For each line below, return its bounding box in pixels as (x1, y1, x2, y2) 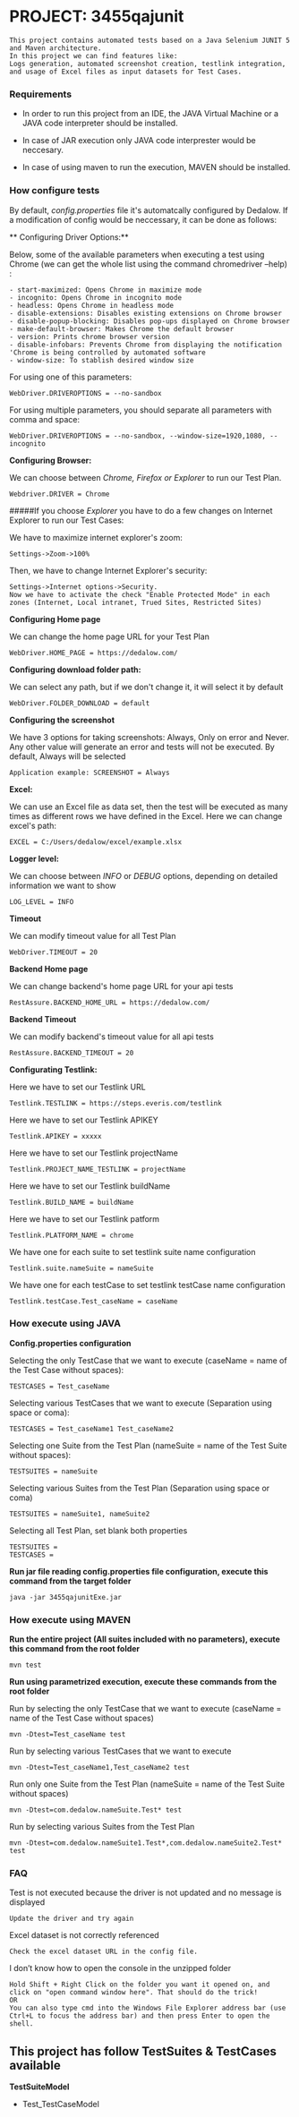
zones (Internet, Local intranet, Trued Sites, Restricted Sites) (9, 598, 262, 607)
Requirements (9, 88, 73, 100)
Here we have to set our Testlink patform (9, 1213, 159, 1224)
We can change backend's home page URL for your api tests (9, 980, 234, 991)
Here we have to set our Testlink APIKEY (9, 1114, 158, 1125)
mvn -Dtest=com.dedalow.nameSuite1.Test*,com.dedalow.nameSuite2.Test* (9, 1839, 282, 1848)
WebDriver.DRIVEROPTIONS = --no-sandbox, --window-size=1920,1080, (9, 431, 267, 440)
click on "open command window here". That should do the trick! (9, 1988, 258, 1997)
